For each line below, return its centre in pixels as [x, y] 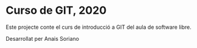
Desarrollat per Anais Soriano [43, 38]
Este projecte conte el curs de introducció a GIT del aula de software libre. [99, 27]
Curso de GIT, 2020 [56, 10]
